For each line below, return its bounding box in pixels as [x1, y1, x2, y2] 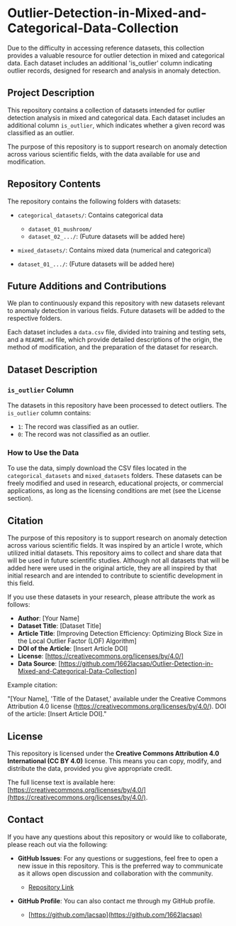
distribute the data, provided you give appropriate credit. [7, 764, 173, 772]
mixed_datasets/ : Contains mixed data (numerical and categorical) [17, 245, 211, 254]
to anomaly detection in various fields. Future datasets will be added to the [7, 307, 225, 315]
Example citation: [7, 681, 58, 689]
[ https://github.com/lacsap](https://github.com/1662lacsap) [28, 910, 203, 919]
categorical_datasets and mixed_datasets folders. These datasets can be [7, 472, 223, 480]
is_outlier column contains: [7, 409, 91, 417]
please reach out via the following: [7, 840, 108, 848]
